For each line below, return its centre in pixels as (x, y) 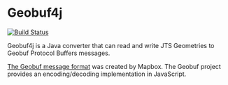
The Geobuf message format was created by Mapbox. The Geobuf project (114, 66)
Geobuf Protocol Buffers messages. (59, 53)
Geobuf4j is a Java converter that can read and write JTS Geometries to (111, 45)
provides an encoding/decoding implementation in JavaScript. (97, 74)
